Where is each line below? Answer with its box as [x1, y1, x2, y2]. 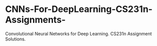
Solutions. [5, 36, 26, 42]
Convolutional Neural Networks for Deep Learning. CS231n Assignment [5, 30, 152, 36]
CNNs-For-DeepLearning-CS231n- [5, 3, 152, 15]
